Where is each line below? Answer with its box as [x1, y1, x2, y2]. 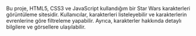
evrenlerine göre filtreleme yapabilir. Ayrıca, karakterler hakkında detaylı [6, 17, 182, 24]
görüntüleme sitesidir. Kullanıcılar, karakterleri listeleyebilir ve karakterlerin [6, 11, 187, 18]
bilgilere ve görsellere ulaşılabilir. [6, 23, 86, 30]
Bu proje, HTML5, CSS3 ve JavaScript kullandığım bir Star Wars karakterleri [6, 5, 191, 12]
